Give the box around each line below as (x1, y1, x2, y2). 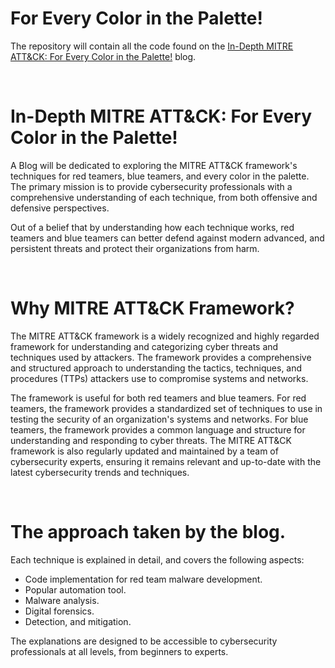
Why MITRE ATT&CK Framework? (10, 297, 295, 320)
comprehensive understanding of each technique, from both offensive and (10, 191, 318, 203)
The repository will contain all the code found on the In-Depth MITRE (10, 40, 294, 52)
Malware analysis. (24, 594, 100, 606)
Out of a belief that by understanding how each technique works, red (10, 221, 295, 233)
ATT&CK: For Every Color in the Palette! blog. (10, 50, 197, 62)
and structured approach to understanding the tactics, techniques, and (10, 362, 303, 374)
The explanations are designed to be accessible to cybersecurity (10, 635, 278, 647)
